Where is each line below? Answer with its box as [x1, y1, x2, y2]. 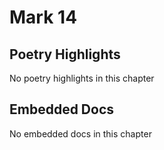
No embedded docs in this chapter [9, 127, 152, 140]
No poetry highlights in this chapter [9, 72, 155, 84]
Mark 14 [9, 6, 78, 29]
